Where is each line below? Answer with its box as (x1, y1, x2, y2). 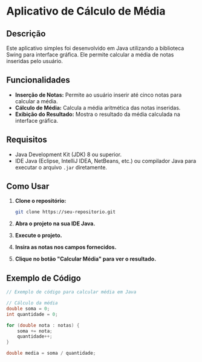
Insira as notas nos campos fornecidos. (15, 244, 117, 251)
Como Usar (6, 181, 50, 192)
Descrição (6, 29, 46, 39)
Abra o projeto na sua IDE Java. (15, 220, 96, 227)
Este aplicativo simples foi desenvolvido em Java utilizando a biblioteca (6, 44, 184, 52)
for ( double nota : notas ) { (6, 322, 80, 329)
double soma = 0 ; (6, 306, 50, 312)
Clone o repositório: (15, 197, 67, 205)
